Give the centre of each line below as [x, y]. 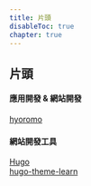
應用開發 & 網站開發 [46, 98]
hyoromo [26, 119]
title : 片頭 [30, 18]
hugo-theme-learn [44, 171]
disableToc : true [42, 26]
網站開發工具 [33, 141]
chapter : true [36, 34]
